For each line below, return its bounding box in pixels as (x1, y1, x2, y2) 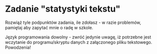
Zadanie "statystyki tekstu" (5, 3, 121, 15)
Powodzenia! (5, 44, 31, 50)
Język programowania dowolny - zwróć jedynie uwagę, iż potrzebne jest (5, 34, 151, 40)
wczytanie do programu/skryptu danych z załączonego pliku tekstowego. (5, 39, 153, 45)
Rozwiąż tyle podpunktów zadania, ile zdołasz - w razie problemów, (5, 19, 141, 25)
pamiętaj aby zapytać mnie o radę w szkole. (5, 24, 94, 30)
